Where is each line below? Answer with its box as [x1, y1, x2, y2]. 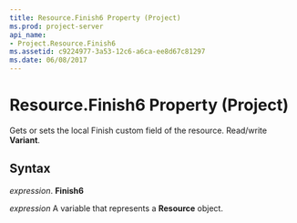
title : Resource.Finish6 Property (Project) [9, 13, 181, 23]
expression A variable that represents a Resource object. [9, 202, 223, 214]
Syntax [9, 161, 51, 177]
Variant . [9, 134, 41, 146]
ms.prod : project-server [9, 22, 104, 31]
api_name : [9, 30, 47, 39]
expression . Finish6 [9, 185, 85, 196]
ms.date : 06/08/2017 [9, 56, 88, 65]
